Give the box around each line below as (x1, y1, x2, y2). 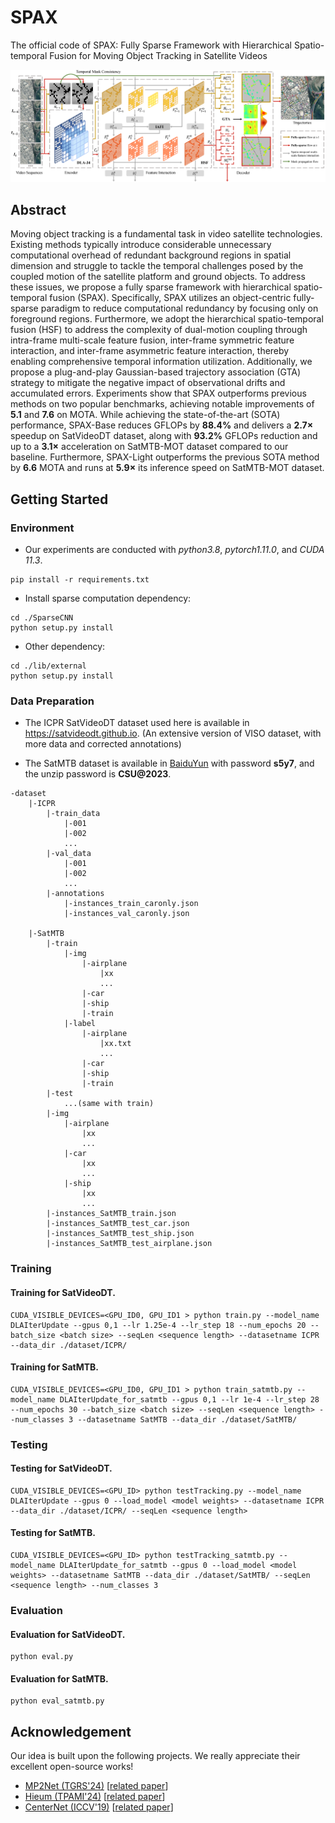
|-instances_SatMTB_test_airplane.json (46, 1239, 213, 1249)
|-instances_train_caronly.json (63, 899, 199, 909)
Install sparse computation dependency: (24, 592, 192, 605)
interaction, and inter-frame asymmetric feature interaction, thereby (10, 345, 290, 357)
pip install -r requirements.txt (10, 575, 150, 585)
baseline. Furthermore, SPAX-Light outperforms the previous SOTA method (10, 451, 320, 463)
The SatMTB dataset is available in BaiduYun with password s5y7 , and (24, 757, 315, 770)
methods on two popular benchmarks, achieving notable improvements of (10, 398, 315, 410)
